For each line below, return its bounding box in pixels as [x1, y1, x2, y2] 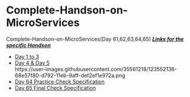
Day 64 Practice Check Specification [14, 78, 105, 85]
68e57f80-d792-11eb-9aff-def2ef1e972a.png [14, 72, 125, 79]
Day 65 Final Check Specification [14, 84, 96, 91]
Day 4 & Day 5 [14, 59, 50, 66]
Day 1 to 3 [14, 53, 40, 60]
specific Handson [6, 42, 51, 49]
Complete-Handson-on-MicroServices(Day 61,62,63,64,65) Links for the [6, 35, 184, 42]
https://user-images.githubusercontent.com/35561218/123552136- [14, 65, 178, 72]
